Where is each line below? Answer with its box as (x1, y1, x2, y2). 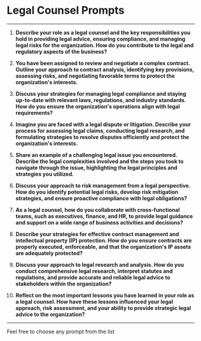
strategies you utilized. (15, 170, 74, 177)
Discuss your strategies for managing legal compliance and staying (15, 90, 187, 97)
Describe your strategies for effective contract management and (15, 231, 180, 238)
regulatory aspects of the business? (15, 48, 107, 55)
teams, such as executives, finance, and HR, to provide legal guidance (15, 213, 193, 220)
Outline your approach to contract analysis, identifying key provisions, (15, 66, 194, 73)
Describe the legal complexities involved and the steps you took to (15, 158, 184, 165)
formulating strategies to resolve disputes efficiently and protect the (15, 133, 190, 140)
